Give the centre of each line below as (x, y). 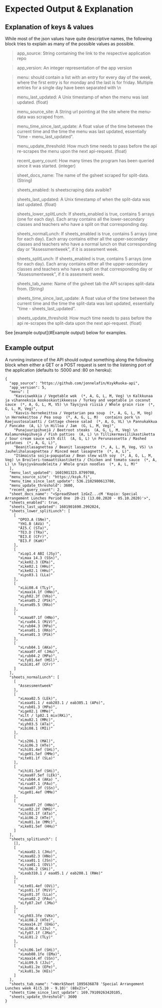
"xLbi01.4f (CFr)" (36, 664)
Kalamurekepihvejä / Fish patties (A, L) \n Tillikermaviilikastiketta (80, 434)
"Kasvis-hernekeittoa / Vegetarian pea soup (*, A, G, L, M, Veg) (83, 413)
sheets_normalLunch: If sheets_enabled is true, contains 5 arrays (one (87, 234)
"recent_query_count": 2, (36, 490)
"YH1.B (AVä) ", (34, 524)
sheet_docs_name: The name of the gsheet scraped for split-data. (83, 175)
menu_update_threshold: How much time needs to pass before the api (87, 146)
